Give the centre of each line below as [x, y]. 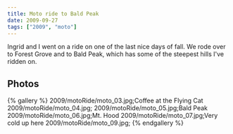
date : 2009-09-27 [33, 20]
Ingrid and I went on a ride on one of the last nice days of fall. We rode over [117, 47]
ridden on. [22, 62]
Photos [23, 84]
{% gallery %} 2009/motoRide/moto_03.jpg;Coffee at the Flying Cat [105, 101]
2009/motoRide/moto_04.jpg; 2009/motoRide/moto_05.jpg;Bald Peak [108, 108]
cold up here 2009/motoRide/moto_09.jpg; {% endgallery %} [96, 123]
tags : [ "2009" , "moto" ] [42, 27]
